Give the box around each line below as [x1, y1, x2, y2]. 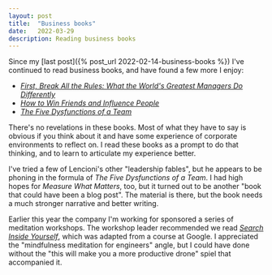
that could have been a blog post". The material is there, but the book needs [8, 190, 263, 200]
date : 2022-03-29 [8, 27, 75, 35]
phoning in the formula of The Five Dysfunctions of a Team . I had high [8, 173, 244, 183]
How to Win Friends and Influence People [19, 98, 160, 108]
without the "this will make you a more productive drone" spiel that [8, 249, 231, 259]
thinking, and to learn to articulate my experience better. [8, 148, 196, 158]
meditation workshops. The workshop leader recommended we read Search [8, 223, 264, 233]
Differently [19, 90, 56, 100]
